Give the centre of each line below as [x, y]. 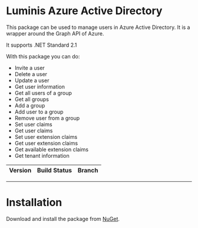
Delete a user [31, 74]
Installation [34, 203]
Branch [88, 170]
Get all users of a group [43, 93]
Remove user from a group [47, 118]
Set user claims [33, 124]
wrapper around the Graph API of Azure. [55, 33]
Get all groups [32, 99]
